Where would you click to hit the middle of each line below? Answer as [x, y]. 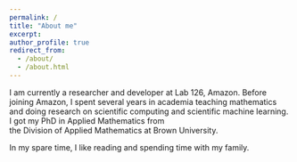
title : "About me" [43, 26]
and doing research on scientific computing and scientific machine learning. [149, 111]
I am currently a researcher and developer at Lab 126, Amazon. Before [138, 92]
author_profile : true [49, 42]
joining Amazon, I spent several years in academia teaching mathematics [143, 101]
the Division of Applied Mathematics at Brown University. [114, 130]
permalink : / [33, 17]
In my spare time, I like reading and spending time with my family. [129, 147]
